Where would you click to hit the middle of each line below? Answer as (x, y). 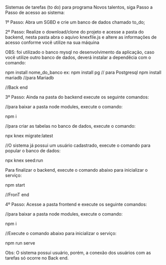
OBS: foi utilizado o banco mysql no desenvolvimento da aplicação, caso (80, 52)
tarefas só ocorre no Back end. (37, 258)
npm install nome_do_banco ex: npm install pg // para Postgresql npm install (83, 72)
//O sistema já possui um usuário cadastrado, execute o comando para (78, 145)
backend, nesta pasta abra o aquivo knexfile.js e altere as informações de (81, 37)
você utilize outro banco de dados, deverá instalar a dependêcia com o (78, 57)
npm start (15, 185)
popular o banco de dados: (33, 151)
